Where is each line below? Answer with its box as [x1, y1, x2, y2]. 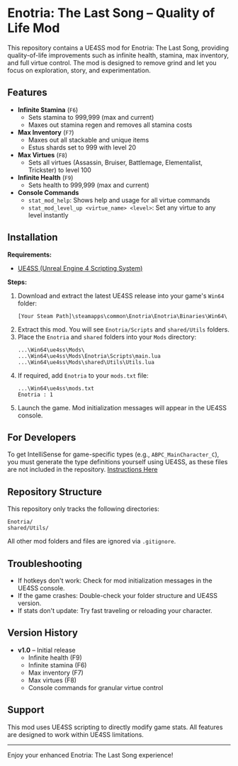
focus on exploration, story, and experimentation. [7, 66, 151, 74]
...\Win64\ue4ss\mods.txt [17, 385, 94, 392]
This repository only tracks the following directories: [7, 505, 159, 513]
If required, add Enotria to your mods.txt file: [17, 371, 149, 380]
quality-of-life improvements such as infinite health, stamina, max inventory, [7, 51, 229, 60]
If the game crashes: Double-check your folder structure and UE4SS [17, 592, 218, 599]
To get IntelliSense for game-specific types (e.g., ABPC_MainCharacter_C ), [7, 450, 220, 458]
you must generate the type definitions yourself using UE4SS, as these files [7, 458, 228, 466]
